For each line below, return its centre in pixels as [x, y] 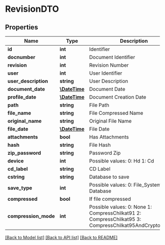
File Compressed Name [116, 113]
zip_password [24, 153]
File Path [99, 105]
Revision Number [109, 65]
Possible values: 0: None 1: [121, 207]
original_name [25, 121]
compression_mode [31, 216]
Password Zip [105, 153]
